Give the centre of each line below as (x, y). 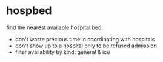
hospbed (29, 11)
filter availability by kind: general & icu (62, 52)
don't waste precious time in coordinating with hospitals (85, 39)
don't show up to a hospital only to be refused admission (86, 46)
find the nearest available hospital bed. (55, 27)
